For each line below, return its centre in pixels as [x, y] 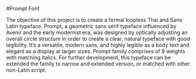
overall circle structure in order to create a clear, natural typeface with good [98, 39]
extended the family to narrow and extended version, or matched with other [98, 64]
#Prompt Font [23, 9]
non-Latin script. [26, 70]
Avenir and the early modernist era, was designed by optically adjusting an [97, 32]
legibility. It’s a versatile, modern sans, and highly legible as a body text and [98, 45]
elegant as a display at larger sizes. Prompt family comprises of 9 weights [96, 51]
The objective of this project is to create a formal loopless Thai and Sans [94, 20]
